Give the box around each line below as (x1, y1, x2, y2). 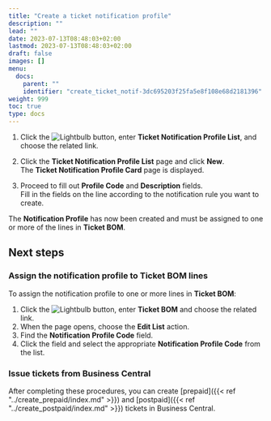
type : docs (8, 110, 45, 118)
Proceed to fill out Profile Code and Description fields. (19, 181, 204, 191)
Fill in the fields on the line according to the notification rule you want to (19, 190, 260, 199)
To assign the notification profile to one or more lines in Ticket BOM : (8, 289, 237, 299)
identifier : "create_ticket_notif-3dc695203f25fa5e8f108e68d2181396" (23, 87, 263, 96)
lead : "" (8, 27, 38, 35)
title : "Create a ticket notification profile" (8, 11, 172, 20)
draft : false (8, 49, 53, 58)
